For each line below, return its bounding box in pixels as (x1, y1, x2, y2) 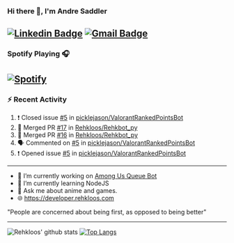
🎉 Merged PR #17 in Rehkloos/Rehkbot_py (17, 123, 138, 132)
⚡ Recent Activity (7, 94, 68, 104)
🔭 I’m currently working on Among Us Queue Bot (17, 171, 157, 180)
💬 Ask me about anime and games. (17, 186, 118, 194)
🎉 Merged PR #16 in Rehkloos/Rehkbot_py (17, 130, 138, 139)
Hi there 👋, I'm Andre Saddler (7, 6, 108, 16)
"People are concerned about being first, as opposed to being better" (7, 207, 207, 216)
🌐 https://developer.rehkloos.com (17, 194, 115, 202)
